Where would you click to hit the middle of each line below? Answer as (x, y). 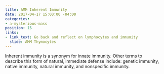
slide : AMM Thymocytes (33, 42)
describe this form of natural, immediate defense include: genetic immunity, (82, 61)
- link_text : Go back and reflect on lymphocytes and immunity (72, 37)
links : (12, 33)
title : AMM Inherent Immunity (36, 10)
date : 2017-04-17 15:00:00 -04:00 (41, 14)
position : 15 (19, 28)
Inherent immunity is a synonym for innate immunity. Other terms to (74, 56)
